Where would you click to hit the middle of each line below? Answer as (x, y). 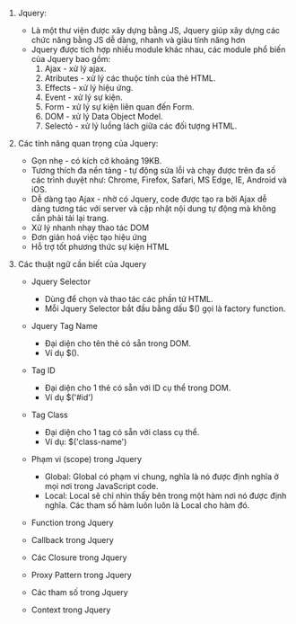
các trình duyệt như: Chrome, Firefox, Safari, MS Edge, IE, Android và (159, 180)
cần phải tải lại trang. (70, 218)
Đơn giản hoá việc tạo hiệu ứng (89, 237)
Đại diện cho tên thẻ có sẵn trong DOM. (118, 343)
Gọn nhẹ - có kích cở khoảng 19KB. (96, 160)
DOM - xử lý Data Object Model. (104, 116)
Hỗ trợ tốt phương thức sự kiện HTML (100, 247)
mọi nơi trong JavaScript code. (101, 486)
